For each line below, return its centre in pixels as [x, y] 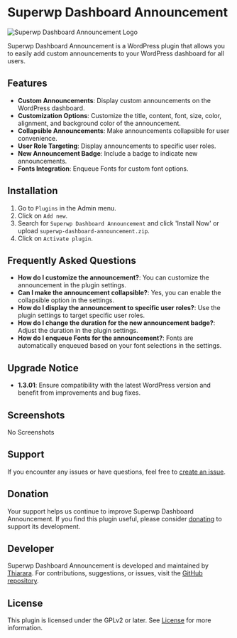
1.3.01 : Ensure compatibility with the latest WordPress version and [114, 386]
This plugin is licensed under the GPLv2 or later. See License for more [109, 620]
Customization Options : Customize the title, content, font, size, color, [120, 115]
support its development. [44, 526]
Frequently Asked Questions [72, 260]
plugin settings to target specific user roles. [81, 315]
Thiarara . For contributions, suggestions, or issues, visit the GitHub [105, 573]
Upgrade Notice [43, 368]
